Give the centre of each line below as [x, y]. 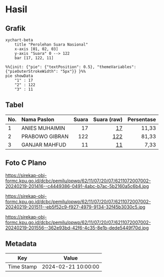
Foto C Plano [26, 163]
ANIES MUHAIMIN [43, 128]
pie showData [19, 76]
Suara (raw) [108, 119]
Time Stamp [23, 267]
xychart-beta [19, 40]
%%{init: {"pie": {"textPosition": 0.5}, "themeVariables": [71, 67]
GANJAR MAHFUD [44, 144]
